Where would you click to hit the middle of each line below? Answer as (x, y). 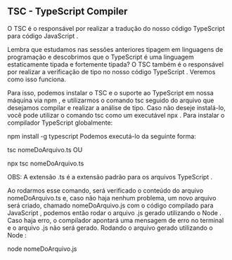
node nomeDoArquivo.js (42, 249)
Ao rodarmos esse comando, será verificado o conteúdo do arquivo (105, 190)
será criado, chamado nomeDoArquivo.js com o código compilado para (110, 205)
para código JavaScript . (43, 36)
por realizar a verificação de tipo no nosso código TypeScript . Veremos (111, 71)
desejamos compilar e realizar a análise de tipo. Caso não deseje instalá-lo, (117, 107)
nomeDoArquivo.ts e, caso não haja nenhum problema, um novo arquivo (112, 198)
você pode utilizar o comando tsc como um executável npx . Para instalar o (116, 115)
